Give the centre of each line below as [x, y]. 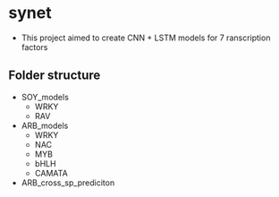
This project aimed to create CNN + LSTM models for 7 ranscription [146, 38]
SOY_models [45, 97]
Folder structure [55, 76]
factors [34, 47]
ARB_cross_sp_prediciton [68, 183]
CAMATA [51, 173]
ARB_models [45, 125]
